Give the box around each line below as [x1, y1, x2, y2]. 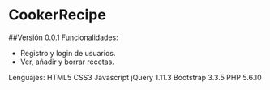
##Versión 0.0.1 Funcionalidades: [8, 32, 119, 42]
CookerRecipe [8, 6, 107, 24]
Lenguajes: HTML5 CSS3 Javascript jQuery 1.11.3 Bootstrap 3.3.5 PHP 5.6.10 [8, 72, 262, 82]
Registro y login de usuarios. [19, 48, 116, 58]
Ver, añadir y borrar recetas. [19, 57, 115, 66]
